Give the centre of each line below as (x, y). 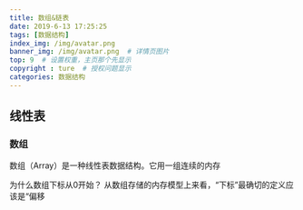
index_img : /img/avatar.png (63, 43)
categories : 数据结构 (48, 77)
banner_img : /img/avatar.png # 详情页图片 (89, 52)
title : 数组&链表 (39, 18)
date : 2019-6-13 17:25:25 (58, 26)
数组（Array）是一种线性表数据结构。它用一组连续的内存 (115, 165)
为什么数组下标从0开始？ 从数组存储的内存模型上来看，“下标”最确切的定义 (148, 185)
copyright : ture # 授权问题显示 (70, 69)
